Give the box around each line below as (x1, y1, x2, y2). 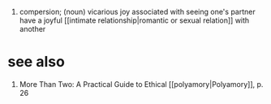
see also (7, 53, 66, 71)
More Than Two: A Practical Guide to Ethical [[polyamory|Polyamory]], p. (19, 79, 264, 89)
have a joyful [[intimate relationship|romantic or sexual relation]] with (19, 15, 250, 25)
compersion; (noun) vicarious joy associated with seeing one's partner (19, 7, 256, 16)
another (19, 24, 46, 33)
